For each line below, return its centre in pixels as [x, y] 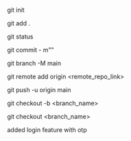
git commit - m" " [31, 50]
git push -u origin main [39, 90]
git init [16, 10]
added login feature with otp [47, 130]
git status [20, 36]
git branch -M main [34, 63]
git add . [19, 23]
